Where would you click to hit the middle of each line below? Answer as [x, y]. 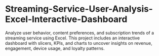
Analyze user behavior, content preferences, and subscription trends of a [79, 33]
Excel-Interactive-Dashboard [66, 19]
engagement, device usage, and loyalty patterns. [55, 48]
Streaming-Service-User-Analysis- [79, 9]
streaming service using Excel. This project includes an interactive [72, 38]
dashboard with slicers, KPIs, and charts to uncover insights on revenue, [79, 43]
